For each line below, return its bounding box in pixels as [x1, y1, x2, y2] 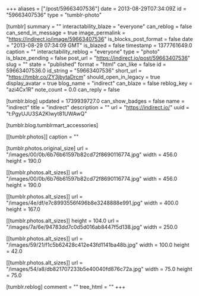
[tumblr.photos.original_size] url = [6, 145, 89, 152]
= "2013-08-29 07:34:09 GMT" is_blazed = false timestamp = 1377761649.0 [6, 42, 192, 49]
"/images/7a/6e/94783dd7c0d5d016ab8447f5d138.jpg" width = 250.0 [6, 223, 178, 231]
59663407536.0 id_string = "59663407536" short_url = [6, 67, 142, 74]
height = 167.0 [6, 206, 40, 213]
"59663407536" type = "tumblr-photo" [6, 11, 102, 18]
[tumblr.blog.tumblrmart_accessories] [6, 122, 99, 128]
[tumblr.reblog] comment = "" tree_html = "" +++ [6, 284, 126, 290]
